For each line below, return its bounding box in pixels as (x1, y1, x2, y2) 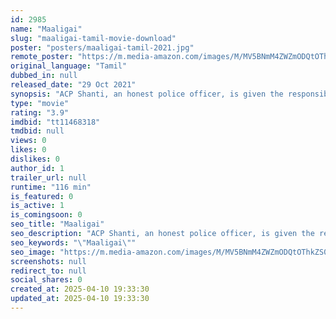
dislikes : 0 (10, 154, 60, 164)
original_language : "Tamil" (10, 61, 128, 71)
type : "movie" (10, 98, 70, 108)
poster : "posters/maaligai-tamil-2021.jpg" (10, 42, 195, 53)
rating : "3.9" (10, 107, 70, 118)
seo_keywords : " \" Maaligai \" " (10, 237, 137, 248)
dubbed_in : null (10, 71, 78, 81)
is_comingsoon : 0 (10, 210, 83, 220)
